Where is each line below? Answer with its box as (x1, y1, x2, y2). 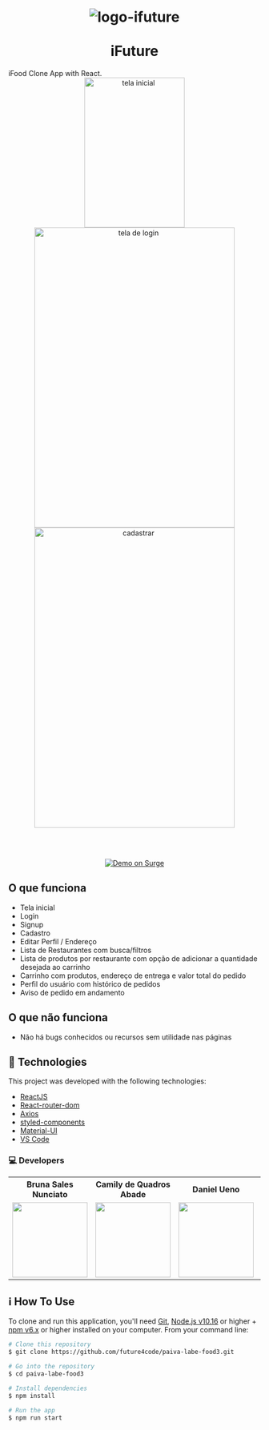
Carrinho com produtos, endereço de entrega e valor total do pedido (19, 971, 247, 980)
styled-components (19, 1117, 86, 1128)
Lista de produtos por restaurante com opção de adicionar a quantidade (19, 953, 258, 963)
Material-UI (19, 1126, 58, 1136)
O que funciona (8, 881, 86, 895)
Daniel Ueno (191, 1184, 240, 1195)
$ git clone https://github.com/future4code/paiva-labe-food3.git (8, 1348, 235, 1356)
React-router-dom (19, 1100, 80, 1110)
